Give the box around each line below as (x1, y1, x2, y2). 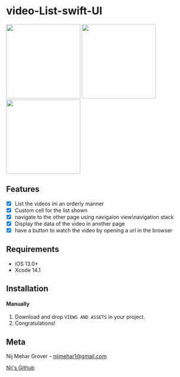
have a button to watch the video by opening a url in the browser (14, 227, 173, 234)
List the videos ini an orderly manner (14, 200, 104, 207)
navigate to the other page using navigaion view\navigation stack (14, 213, 174, 220)
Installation (6, 284, 49, 294)
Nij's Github (6, 364, 35, 372)
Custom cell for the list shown (14, 207, 88, 214)
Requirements (6, 245, 59, 255)
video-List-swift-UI (6, 4, 102, 18)
